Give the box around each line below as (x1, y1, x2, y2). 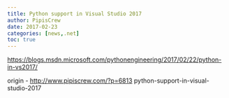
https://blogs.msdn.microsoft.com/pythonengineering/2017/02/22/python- (7, 55, 222, 64)
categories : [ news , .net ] (7, 29, 80, 37)
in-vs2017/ (7, 63, 38, 71)
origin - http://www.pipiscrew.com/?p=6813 (7, 76, 133, 85)
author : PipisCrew (7, 17, 61, 24)
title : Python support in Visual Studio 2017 (7, 10, 142, 17)
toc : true (7, 36, 36, 43)
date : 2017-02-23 (7, 23, 58, 30)
